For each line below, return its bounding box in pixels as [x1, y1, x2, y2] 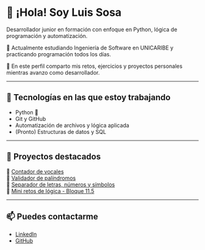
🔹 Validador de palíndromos [6, 174, 76, 182]
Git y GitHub [15, 115, 46, 122]
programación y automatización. [6, 32, 88, 39]
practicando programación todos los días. [6, 50, 112, 57]
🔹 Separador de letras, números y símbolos [6, 180, 115, 188]
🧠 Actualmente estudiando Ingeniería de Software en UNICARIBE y [6, 44, 174, 51]
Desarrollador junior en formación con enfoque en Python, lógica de [6, 26, 178, 33]
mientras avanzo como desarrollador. [6, 68, 100, 76]
